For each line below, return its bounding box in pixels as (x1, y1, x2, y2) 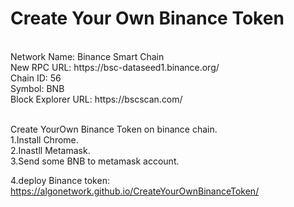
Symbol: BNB (10, 82, 65, 94)
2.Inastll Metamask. (10, 144, 91, 156)
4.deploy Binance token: (10, 174, 110, 186)
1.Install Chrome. (10, 133, 79, 146)
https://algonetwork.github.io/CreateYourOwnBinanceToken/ (10, 185, 260, 197)
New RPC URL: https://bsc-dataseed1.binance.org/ (10, 61, 220, 73)
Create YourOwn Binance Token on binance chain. (10, 123, 218, 135)
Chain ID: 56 (10, 72, 62, 84)
